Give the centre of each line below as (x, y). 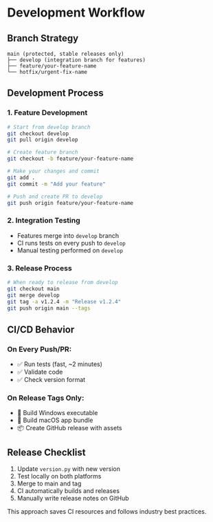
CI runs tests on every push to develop (71, 243)
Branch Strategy (43, 38)
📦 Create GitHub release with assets (69, 428)
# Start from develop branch (49, 127)
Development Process (56, 93)
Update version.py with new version (68, 469)
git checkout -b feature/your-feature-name (70, 159)
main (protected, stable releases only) (66, 54)
